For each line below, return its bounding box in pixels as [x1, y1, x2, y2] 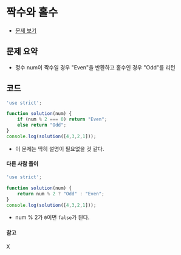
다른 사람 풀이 [6, 160, 38, 167]
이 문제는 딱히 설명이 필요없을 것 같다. [15, 145, 104, 152]
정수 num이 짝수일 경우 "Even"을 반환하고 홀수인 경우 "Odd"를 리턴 [15, 63, 176, 71]
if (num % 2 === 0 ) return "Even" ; [17, 116, 108, 122]
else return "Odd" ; [17, 122, 67, 128]
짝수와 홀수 [6, 5, 58, 19]
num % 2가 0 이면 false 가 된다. [15, 214, 90, 221]
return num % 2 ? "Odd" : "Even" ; [17, 190, 104, 197]
